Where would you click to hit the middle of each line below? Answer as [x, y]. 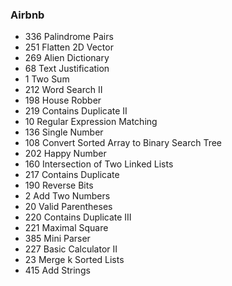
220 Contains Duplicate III [78, 217]
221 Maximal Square [66, 228]
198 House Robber [63, 100]
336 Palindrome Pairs [69, 37]
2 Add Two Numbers [67, 196]
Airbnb [27, 15]
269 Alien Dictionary [67, 58]
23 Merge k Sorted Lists [74, 260]
